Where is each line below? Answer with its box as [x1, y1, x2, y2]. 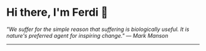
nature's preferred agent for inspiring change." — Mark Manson [6, 32, 169, 39]
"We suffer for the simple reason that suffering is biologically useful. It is [6, 25, 189, 33]
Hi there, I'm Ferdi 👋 [6, 5, 109, 19]
